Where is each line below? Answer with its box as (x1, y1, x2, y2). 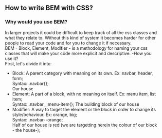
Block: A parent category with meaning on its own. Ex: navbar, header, (12, 70, 153, 76)
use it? (5, 56, 18, 61)
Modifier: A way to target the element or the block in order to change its (12, 106, 156, 112)
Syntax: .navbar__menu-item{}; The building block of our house (12, 101, 140, 107)
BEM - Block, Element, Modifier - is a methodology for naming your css (5, 45, 148, 51)
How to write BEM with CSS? (5, 4, 93, 12)
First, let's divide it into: (5, 60, 52, 66)
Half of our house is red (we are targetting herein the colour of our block (12, 122, 157, 128)
